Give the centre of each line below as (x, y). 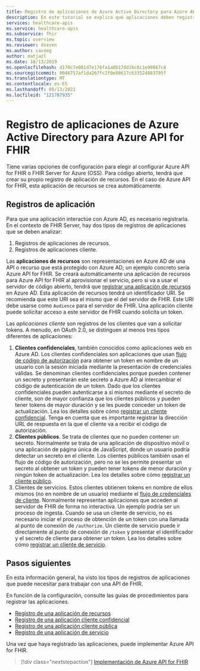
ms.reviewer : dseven (32, 45)
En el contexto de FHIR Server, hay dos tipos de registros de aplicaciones (96, 225)
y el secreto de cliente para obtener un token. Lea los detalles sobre (98, 538)
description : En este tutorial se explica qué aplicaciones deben (90, 17)
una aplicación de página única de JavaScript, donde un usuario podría (102, 449)
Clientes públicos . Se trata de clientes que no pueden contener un (97, 436)
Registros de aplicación (51, 205)
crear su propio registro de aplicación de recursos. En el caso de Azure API (98, 179)
